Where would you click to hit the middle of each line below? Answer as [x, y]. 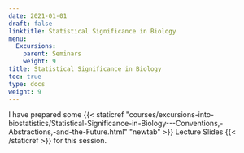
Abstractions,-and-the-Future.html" [68, 132]
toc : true [25, 76]
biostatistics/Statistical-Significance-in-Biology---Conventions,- [116, 124]
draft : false [30, 24]
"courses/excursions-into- [170, 115]
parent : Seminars [52, 54]
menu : [17, 39]
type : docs [27, 84]
